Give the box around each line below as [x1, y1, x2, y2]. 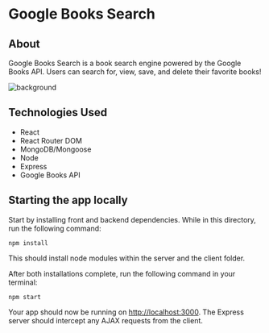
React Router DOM [19, 135, 83, 145]
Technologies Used [8, 106, 107, 119]
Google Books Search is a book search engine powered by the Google [8, 58, 242, 68]
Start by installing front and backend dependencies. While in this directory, [8, 214, 256, 224]
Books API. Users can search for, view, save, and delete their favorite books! [8, 67, 262, 77]
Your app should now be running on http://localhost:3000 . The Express [8, 307, 244, 317]
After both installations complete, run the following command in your [8, 268, 236, 278]
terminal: [8, 277, 38, 287]
